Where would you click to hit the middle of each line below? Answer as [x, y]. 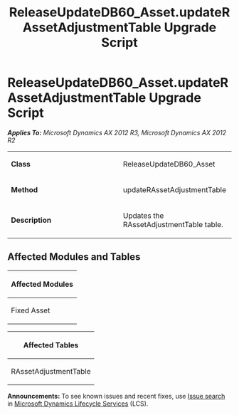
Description [31, 220]
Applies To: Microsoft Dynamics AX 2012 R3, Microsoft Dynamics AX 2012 [117, 132]
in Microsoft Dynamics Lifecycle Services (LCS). [78, 404]
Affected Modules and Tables [74, 257]
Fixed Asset [31, 310]
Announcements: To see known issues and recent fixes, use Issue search [116, 396]
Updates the [144, 216]
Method [25, 189]
